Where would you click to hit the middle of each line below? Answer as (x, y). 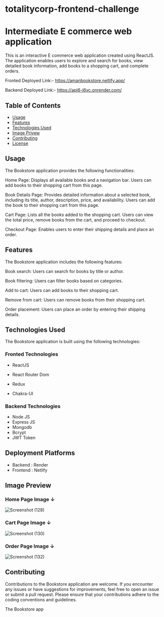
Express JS (23, 422)
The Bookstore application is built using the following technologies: (73, 342)
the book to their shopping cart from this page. (52, 205)
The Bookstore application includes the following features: (64, 262)
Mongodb (22, 427)
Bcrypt (19, 432)
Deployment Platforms (40, 453)
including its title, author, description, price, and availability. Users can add (80, 200)
